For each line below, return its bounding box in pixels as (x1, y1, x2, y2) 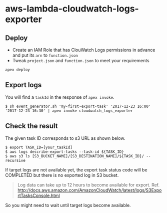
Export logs (5, 81, 42, 89)
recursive (5, 158, 26, 163)
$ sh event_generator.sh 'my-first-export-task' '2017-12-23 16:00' (5, 104, 151, 109)
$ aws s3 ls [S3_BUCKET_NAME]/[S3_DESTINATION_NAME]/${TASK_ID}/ (5, 153, 144, 158)
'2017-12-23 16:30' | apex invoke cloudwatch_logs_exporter (5, 108, 133, 113)
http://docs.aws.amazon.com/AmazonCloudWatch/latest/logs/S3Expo (17, 187, 162, 193)
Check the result (5, 122, 58, 130)
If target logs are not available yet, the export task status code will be (5, 166, 147, 173)
